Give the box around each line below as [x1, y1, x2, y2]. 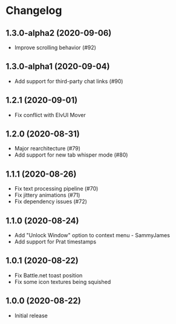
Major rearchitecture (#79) [14, 145, 81, 152]
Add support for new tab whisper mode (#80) [14, 151, 128, 158]
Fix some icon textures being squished [14, 278, 111, 285]
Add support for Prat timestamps [14, 238, 97, 246]
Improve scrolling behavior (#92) [14, 44, 96, 51]
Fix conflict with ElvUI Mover [14, 111, 86, 118]
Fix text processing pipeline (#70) [14, 185, 99, 192]
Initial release [14, 312, 48, 319]
